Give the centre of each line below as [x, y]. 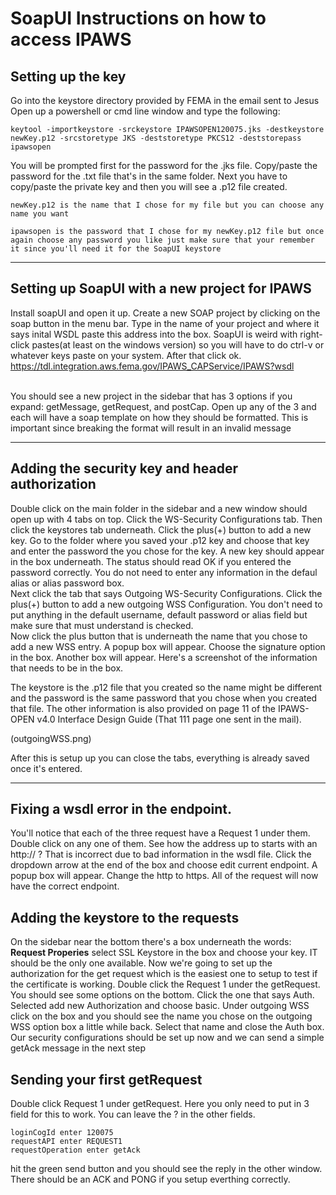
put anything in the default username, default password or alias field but [159, 614]
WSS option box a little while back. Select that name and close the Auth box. [167, 1027]
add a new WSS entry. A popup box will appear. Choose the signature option [168, 646]
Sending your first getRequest [106, 1079]
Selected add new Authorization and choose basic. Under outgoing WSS [160, 1006]
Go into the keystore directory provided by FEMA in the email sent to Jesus [165, 100]
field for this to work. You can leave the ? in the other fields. [133, 1114]
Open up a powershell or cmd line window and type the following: [145, 111]
